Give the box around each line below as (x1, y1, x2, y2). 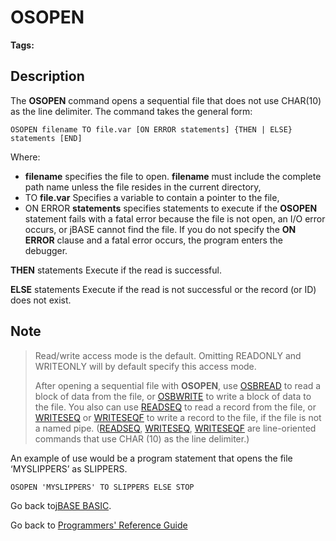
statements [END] (10, 133, 83, 143)
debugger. (24, 244, 68, 256)
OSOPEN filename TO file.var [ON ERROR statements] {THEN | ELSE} (10, 124, 293, 135)
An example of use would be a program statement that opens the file (10, 452, 293, 464)
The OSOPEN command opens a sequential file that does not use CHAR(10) (10, 94, 322, 106)
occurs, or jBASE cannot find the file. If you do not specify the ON (24, 223, 297, 235)
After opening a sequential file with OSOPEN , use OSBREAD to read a (34, 379, 322, 391)
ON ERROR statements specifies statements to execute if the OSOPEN (24, 202, 318, 214)
